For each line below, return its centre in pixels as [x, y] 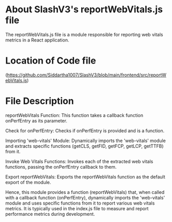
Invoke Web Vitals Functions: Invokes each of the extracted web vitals [79, 161]
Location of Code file [51, 61]
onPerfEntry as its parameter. [36, 120]
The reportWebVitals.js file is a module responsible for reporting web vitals [84, 34]
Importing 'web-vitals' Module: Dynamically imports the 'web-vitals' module [85, 140]
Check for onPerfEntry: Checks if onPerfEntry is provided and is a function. [85, 130]
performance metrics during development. [50, 214]
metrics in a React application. [37, 40]
